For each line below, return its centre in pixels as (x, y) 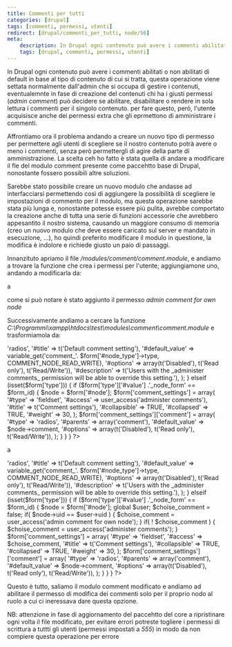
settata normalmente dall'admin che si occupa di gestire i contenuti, (104, 86)
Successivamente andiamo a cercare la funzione (77, 320)
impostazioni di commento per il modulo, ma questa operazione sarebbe (110, 201)
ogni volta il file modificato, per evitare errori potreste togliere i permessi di (114, 621)
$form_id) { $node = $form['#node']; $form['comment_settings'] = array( (111, 392)
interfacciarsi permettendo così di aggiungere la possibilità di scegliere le (111, 193)
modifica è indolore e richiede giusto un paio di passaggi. (89, 245)
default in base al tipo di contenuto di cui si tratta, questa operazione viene (114, 79)
